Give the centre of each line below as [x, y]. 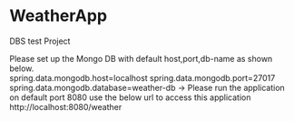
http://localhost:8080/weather [66, 106]
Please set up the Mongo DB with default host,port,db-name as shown [141, 58]
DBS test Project [40, 41]
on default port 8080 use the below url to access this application [130, 97]
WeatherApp [58, 16]
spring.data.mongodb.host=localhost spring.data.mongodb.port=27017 [142, 77]
